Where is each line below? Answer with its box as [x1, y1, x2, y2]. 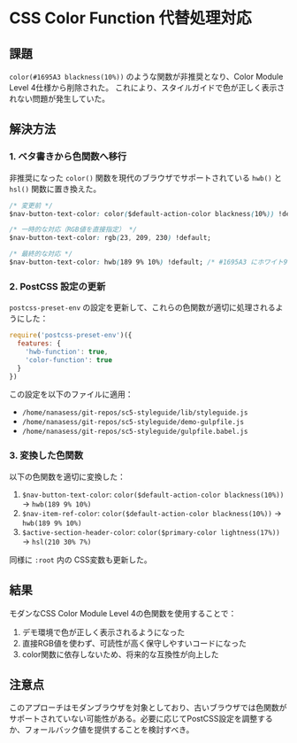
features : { [17, 339, 62, 348]
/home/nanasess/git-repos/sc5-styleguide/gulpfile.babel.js [21, 427, 248, 437]
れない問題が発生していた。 [9, 94, 110, 104]
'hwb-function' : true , [25, 347, 109, 356]
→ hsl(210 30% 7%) [21, 536, 92, 546]
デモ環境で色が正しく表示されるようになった [21, 626, 186, 638]
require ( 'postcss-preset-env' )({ [9, 331, 133, 340]
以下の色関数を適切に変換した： [9, 471, 126, 482]
